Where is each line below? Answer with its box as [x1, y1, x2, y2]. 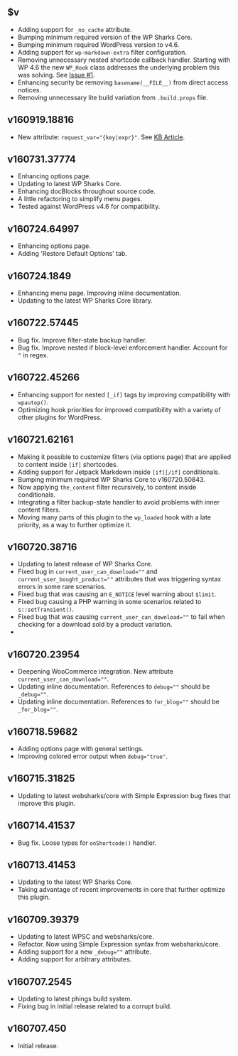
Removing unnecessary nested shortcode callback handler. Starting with [17, 55, 231, 64]
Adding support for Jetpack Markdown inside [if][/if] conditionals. [17, 468, 220, 476]
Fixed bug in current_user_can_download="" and [17, 567, 158, 576]
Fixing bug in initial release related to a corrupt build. [17, 1002, 172, 1011]
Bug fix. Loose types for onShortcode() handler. [17, 839, 157, 847]
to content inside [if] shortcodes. [17, 460, 119, 468]
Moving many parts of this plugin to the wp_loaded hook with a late [17, 512, 212, 522]
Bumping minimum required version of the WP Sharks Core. [17, 33, 193, 41]
